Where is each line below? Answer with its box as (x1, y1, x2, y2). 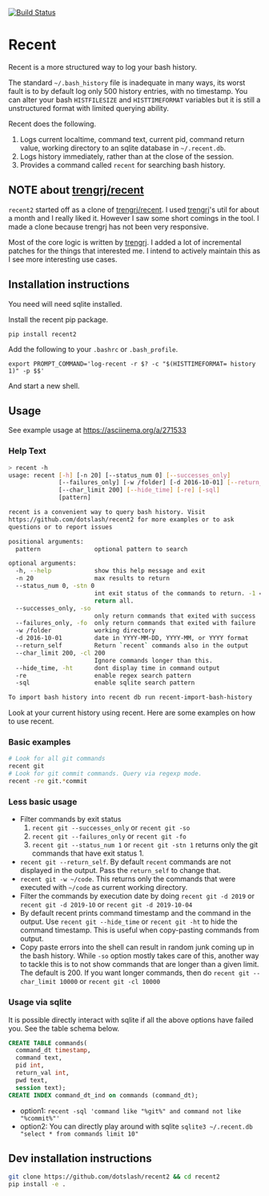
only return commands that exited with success (94, 611, 256, 620)
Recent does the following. (8, 119, 97, 129)
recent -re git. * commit (8, 778, 88, 786)
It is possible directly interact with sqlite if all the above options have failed (8, 1014, 254, 1024)
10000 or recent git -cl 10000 (59, 977, 161, 986)
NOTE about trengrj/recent (8, 183, 144, 197)
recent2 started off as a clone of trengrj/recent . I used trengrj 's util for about (8, 205, 259, 214)
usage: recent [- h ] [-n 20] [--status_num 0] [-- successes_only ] (8, 471, 231, 480)
